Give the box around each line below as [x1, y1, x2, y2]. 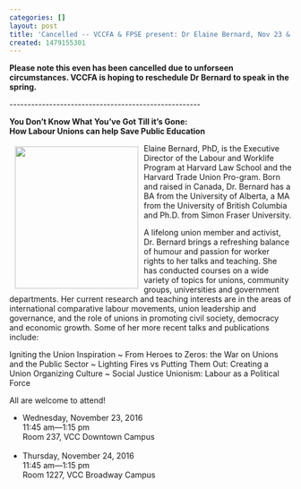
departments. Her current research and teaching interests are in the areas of [9, 294, 292, 305]
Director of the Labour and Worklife [143, 153, 275, 164]
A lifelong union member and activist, [143, 227, 281, 238]
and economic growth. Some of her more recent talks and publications [9, 322, 271, 333]
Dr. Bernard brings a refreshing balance [143, 236, 290, 247]
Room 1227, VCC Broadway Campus [21, 469, 156, 480]
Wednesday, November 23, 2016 [21, 413, 143, 424]
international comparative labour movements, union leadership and [9, 304, 257, 314]
